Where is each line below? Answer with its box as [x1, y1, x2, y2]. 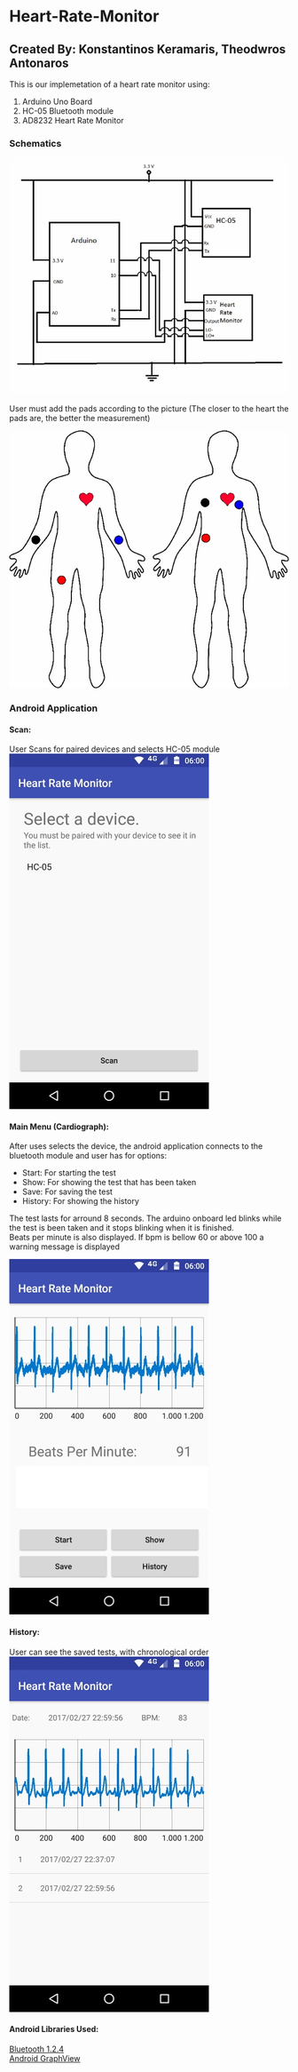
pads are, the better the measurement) [9, 413, 151, 424]
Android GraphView [9, 2052, 81, 2063]
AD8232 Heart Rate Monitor [21, 116, 124, 125]
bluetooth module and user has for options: [9, 1151, 167, 1161]
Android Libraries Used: [9, 2024, 99, 2035]
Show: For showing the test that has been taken [21, 1177, 197, 1188]
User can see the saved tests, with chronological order [9, 1646, 209, 1657]
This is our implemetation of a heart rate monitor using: [9, 79, 210, 90]
